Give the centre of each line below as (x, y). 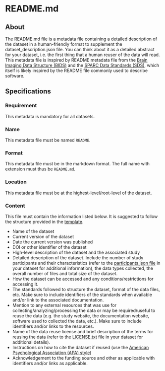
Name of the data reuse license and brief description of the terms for (83, 331)
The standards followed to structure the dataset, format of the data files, (86, 289)
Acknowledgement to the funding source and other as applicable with (83, 358)
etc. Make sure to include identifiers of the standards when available (82, 295)
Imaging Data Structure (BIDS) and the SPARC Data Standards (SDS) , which (82, 65)
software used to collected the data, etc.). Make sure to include (77, 321)
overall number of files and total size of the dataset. (65, 273)
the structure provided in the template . (44, 222)
